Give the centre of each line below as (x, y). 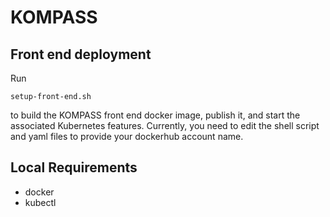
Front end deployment (81, 54)
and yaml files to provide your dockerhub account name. (127, 136)
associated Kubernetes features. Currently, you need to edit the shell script (165, 125)
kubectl (40, 202)
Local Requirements (74, 167)
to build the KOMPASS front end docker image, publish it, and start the (155, 115)
